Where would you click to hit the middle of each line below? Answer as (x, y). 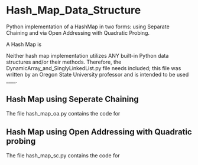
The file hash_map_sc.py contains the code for (63, 155)
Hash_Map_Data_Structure (74, 10)
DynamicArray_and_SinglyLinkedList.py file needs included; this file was (94, 68)
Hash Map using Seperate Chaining (72, 99)
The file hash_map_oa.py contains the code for (63, 113)
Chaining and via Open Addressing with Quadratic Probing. (78, 32)
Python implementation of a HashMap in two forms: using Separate (88, 27)
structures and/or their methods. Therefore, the (64, 62)
